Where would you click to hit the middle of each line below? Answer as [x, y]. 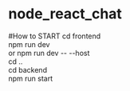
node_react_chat [65, 14]
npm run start [31, 78]
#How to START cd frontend [55, 36]
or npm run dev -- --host [49, 53]
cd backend [28, 69]
